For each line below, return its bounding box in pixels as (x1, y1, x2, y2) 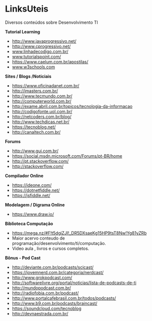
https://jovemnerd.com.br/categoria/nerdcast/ (12, 269, 104, 275)
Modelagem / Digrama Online (5, 202, 65, 208)
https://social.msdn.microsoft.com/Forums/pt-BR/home (12, 153, 123, 159)
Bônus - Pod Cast (5, 255, 41, 260)
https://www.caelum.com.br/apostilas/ (12, 59, 88, 64)
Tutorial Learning (5, 29, 40, 34)
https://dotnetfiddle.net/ (12, 187, 60, 193)
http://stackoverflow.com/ (12, 163, 64, 169)
